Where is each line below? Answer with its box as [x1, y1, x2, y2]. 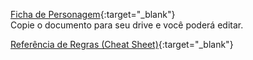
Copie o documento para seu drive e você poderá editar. [10, 19, 244, 31]
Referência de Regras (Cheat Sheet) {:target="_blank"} [10, 39, 234, 50]
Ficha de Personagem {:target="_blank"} [10, 9, 176, 20]
